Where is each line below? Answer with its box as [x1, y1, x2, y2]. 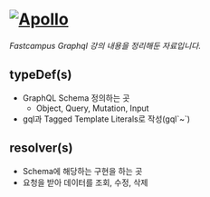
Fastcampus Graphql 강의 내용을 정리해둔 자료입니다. [9, 40, 202, 51]
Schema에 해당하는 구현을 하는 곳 [22, 165, 143, 176]
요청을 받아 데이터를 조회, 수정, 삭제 [22, 177, 148, 188]
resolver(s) [9, 141, 73, 156]
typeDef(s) [9, 67, 72, 83]
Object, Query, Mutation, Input [35, 103, 149, 113]
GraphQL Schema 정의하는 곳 [22, 92, 130, 103]
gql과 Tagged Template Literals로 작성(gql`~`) [22, 113, 191, 124]
